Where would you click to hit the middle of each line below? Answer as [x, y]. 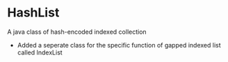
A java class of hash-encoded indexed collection [77, 32]
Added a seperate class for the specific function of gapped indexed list [119, 45]
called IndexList [40, 52]
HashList [33, 13]
